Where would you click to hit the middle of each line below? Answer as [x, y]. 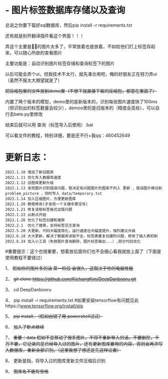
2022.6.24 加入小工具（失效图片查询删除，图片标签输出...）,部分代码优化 [73, 241]
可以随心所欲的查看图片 [38, 53]
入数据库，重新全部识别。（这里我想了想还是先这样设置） [63, 350]
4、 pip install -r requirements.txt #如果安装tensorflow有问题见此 [72, 300]
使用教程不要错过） [25, 257]
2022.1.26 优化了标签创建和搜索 [35, 220]
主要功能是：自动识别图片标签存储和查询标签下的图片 [60, 63]
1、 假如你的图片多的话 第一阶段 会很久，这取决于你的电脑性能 [69, 268]
